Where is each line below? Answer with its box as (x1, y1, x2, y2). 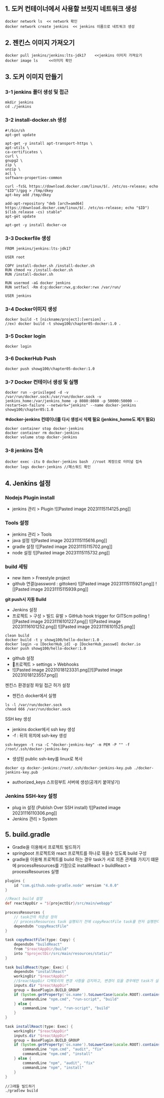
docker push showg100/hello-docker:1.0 (5, 646, 86, 651)
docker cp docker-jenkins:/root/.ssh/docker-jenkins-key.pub (5, 765, 132, 770)
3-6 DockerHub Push (5, 355, 56, 362)
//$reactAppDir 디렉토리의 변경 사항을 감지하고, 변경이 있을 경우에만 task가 (14, 978, 153, 984)
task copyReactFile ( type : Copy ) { (5, 938, 76, 942)
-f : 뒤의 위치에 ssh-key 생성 (12, 732, 67, 738)
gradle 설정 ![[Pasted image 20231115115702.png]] (12, 544, 113, 549)
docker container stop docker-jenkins (5, 426, 84, 431)
